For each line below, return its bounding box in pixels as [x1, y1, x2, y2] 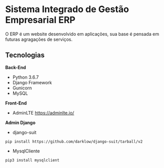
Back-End [5, 64, 26, 70]
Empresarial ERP [5, 14, 75, 26]
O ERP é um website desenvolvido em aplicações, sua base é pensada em [5, 31, 159, 37]
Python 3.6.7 [12, 74, 39, 80]
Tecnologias [5, 51, 45, 60]
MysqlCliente [12, 148, 40, 154]
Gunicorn [12, 85, 32, 91]
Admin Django [5, 120, 36, 126]
